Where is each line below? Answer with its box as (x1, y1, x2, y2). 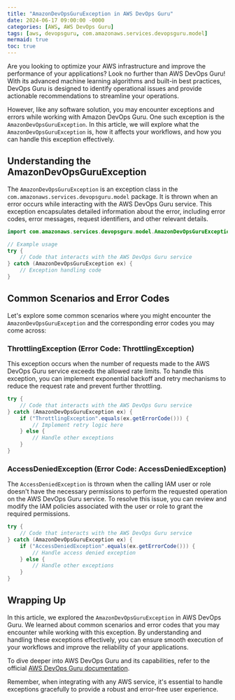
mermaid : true (7, 36, 49, 43)
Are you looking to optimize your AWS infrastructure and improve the (7, 62, 206, 70)
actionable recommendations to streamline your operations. (7, 92, 180, 100)
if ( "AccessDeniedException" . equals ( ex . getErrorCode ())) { (20, 542, 196, 549)
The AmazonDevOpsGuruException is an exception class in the (7, 185, 178, 193)
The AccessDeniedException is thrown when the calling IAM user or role (7, 480, 211, 489)
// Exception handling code (20, 267, 101, 274)
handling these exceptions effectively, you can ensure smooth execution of (7, 635, 224, 644)
